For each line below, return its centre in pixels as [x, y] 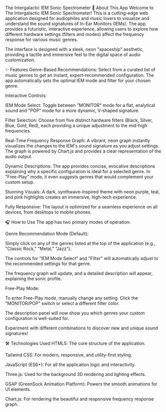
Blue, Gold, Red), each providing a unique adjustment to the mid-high [76, 125]
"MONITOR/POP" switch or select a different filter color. [62, 303]
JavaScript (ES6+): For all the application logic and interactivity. [71, 364]
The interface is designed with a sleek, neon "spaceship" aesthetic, [75, 49]
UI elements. [18, 389]
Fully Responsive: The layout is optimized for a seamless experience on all [82, 207]
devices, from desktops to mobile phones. [48, 212]
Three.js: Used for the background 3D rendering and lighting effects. [76, 374]
